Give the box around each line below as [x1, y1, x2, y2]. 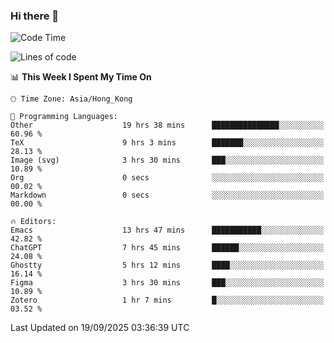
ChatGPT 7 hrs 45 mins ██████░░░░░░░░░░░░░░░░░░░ [10, 243, 325, 253]
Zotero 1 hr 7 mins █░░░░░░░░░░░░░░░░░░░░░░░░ [10, 295, 325, 306]
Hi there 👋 [10, 9, 60, 23]
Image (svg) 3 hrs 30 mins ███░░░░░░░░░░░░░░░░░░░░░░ [10, 155, 325, 166]
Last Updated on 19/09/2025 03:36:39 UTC [10, 322, 190, 334]
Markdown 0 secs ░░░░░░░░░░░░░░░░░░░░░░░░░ [10, 190, 325, 201]
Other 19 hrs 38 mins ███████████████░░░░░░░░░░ [10, 120, 325, 131]
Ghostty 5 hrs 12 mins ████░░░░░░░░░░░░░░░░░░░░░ [10, 260, 325, 271]
